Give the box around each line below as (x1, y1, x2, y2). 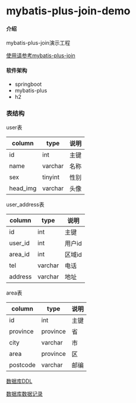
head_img (9, 184, 37, 192)
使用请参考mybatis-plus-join (6, 52, 75, 59)
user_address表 (6, 201, 45, 208)
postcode (9, 361, 36, 369)
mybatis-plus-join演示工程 (6, 39, 70, 46)
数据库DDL (6, 377, 33, 385)
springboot (14, 80, 42, 88)
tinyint (42, 173, 60, 181)
